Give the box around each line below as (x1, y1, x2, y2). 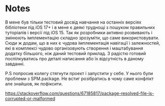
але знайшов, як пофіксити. (5, 80, 63, 86)
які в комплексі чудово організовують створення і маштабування (5, 45, 144, 51)
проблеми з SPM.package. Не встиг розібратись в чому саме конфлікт (5, 76, 154, 81)
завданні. (5, 61, 25, 67)
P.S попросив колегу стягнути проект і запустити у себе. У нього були (5, 70, 153, 76)
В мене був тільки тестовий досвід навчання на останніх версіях (5, 19, 142, 25)
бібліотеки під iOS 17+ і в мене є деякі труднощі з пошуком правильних (5, 24, 155, 30)
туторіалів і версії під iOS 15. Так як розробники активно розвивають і (5, 29, 153, 35)
